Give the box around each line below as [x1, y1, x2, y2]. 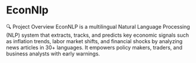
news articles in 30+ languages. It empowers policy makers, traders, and [6, 44, 182, 51]
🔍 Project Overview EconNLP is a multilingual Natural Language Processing [6, 23, 190, 30]
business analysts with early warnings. [6, 50, 100, 57]
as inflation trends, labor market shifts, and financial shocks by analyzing [6, 37, 183, 44]
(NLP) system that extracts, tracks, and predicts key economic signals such [6, 32, 190, 38]
